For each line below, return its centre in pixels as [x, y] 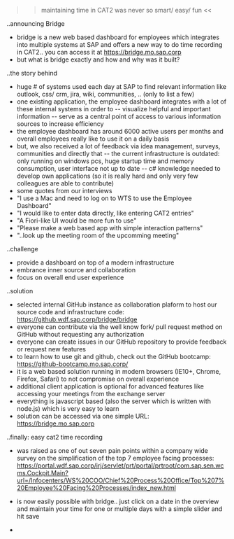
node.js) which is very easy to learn [68, 408]
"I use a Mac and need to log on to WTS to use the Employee [104, 198]
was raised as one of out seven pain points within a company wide [112, 450]
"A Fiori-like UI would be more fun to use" [76, 220]
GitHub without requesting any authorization [80, 334]
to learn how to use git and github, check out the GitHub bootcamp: [114, 357]
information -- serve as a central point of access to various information [119, 116]
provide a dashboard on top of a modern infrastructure [95, 262]
